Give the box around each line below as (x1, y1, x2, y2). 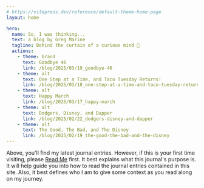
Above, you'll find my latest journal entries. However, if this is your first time (6, 149, 195, 156)
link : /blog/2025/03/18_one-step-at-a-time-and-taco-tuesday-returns (22, 82, 202, 88)
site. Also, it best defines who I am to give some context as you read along (6, 169, 192, 176)
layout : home (6, 15, 39, 21)
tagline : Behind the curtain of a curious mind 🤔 (12, 42, 140, 49)
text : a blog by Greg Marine (12, 37, 86, 43)
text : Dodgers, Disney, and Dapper (22, 110, 113, 116)
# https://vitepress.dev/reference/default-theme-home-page (6, 8, 162, 15)
